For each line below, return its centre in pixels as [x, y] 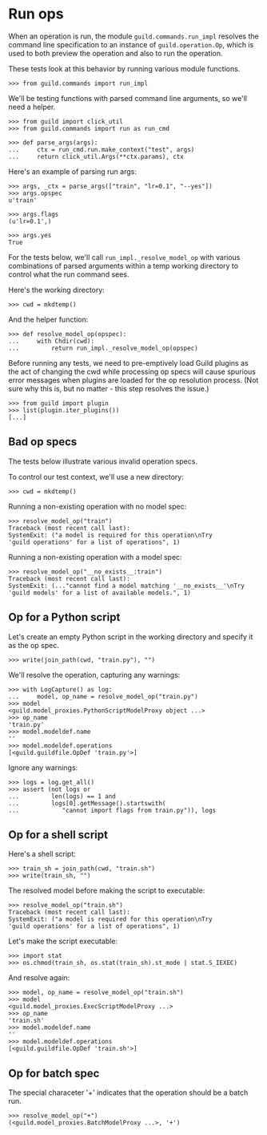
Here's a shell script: [42, 854]
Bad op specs [43, 442]
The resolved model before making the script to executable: [107, 890]
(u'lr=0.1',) [30, 221]
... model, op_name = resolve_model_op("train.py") [103, 696]
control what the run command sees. [69, 274]
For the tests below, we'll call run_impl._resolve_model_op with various [124, 257]
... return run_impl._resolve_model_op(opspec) [103, 348]
